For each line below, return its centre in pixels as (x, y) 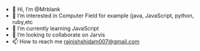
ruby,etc (22, 22)
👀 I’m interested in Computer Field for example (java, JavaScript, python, (103, 16)
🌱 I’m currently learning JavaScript (55, 28)
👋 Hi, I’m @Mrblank (36, 9)
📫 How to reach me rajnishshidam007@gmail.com (76, 41)
